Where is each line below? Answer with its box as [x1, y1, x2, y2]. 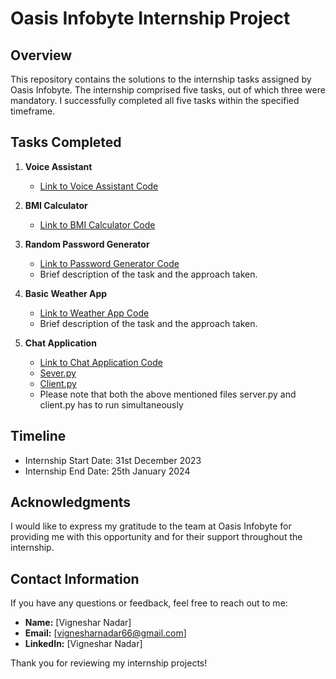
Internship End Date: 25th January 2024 [24, 465, 191, 477]
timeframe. [10, 105, 56, 117]
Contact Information [10, 570, 140, 587]
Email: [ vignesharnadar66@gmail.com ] [24, 627, 187, 639]
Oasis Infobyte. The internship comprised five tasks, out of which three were [10, 84, 326, 96]
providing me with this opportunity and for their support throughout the [10, 531, 303, 543]
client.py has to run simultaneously [39, 398, 184, 411]
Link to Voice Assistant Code [39, 180, 159, 192]
